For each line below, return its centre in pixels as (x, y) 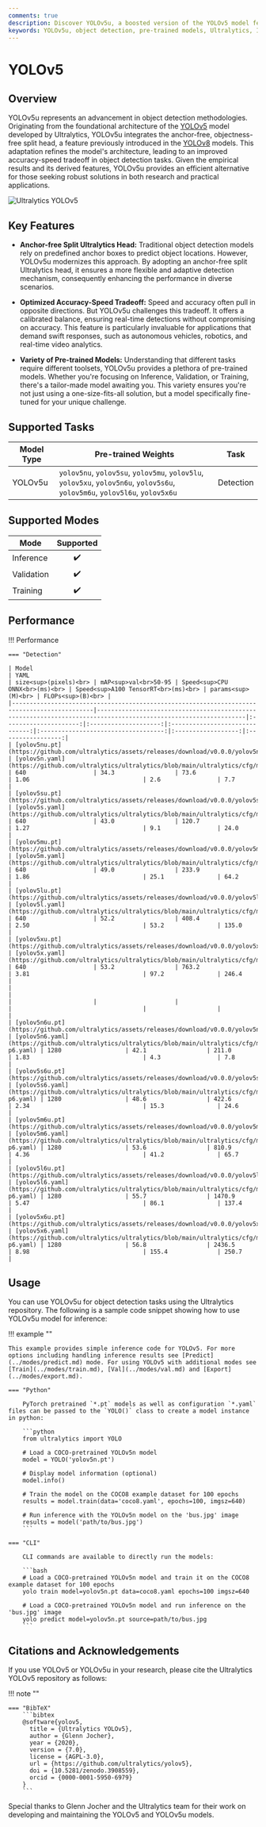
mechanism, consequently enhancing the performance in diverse (126, 279)
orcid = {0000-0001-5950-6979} (81, 1778)
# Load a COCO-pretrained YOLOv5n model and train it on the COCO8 (136, 1578)
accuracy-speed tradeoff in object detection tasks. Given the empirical (123, 160)
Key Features (42, 226)
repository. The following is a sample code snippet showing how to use (124, 1310)
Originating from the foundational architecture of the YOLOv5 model (119, 126)
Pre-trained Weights (135, 454)
